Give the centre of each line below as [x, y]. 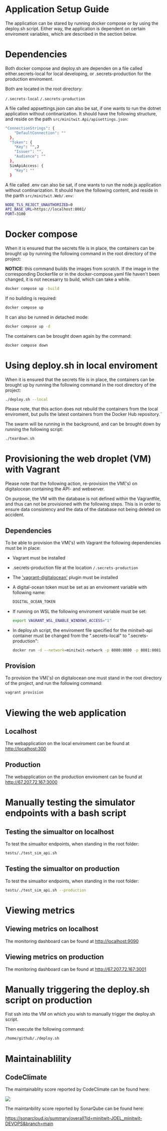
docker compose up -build [32, 289]
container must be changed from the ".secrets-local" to [69, 636]
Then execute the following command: [45, 1029]
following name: [29, 592]
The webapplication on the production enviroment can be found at [74, 777]
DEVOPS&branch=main [29, 1124]
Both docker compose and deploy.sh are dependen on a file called [74, 68]
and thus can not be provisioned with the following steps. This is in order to [83, 504]
